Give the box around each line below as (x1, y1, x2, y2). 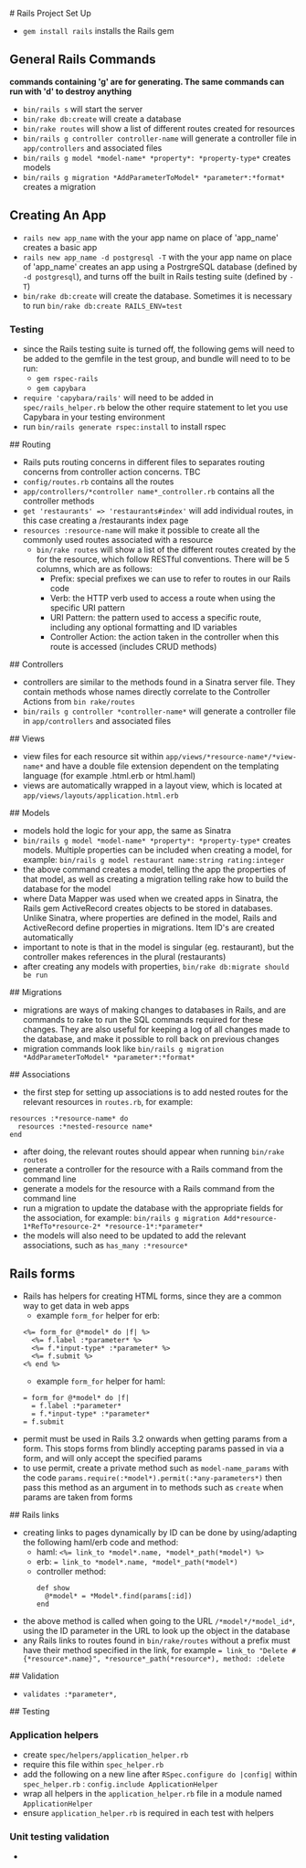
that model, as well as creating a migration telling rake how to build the (22, 873, 289, 885)
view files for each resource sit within (22, 750, 164, 761)
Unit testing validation (9, 1830, 110, 1842)
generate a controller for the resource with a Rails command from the (22, 1163, 283, 1174)
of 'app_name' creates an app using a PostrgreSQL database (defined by (22, 260, 298, 272)
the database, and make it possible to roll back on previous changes (22, 1033, 280, 1045)
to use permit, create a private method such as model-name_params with (22, 1462, 290, 1473)
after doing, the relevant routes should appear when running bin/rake (22, 1146, 285, 1157)
